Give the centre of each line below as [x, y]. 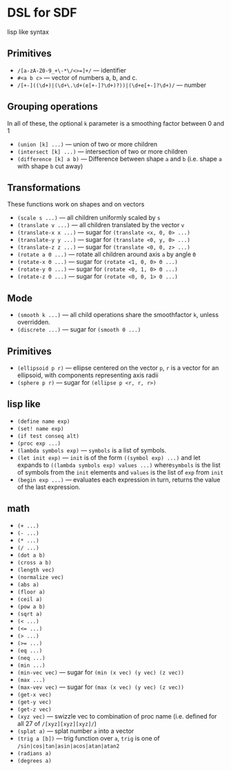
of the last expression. [49, 487]
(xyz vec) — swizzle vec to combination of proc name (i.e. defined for [117, 716]
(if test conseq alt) [48, 436]
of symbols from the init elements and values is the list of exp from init [120, 472]
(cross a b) [34, 562]
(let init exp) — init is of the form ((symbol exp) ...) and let [109, 457]
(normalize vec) [40, 577]
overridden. [33, 322]
